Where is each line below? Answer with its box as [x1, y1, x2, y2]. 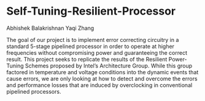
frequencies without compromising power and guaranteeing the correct [6, 49, 187, 56]
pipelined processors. [6, 88, 61, 95]
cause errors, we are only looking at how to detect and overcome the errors [6, 75, 198, 82]
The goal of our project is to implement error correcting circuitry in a [6, 36, 179, 43]
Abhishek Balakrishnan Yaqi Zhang [6, 24, 95, 32]
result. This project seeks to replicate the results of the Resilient [6, 55, 168, 63]
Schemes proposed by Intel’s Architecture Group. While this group [25, 62, 193, 69]
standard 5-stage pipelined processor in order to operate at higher [6, 43, 175, 50]
